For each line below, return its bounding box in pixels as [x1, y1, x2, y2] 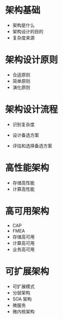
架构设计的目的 [12, 28, 43, 34]
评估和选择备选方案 [12, 143, 52, 149]
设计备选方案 [12, 132, 39, 138]
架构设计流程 [5, 104, 58, 116]
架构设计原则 [5, 54, 58, 66]
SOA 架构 [12, 296, 32, 302]
